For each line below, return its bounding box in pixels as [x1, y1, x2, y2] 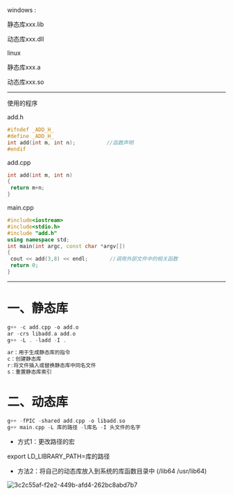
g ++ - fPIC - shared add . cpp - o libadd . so [7, 417, 126, 424]
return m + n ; [10, 184, 45, 191]
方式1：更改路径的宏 [17, 437, 75, 446]
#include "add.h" [7, 229, 58, 236]
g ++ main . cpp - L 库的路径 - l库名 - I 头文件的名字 [7, 424, 141, 431]
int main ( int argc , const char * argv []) [7, 243, 126, 250]
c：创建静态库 [7, 356, 42, 363]
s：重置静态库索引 [7, 369, 52, 376]
